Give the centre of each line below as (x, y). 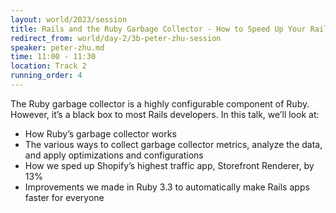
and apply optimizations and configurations (114, 155)
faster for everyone (64, 197)
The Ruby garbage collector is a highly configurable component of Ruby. (160, 103)
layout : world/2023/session (69, 19)
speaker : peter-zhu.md (57, 47)
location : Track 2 (48, 66)
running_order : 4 (46, 76)
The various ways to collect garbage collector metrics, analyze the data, (173, 144)
